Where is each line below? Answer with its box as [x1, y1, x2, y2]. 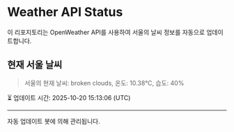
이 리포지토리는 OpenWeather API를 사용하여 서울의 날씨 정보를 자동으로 [7, 28, 205, 36]
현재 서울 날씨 [7, 59, 63, 71]
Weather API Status [7, 4, 123, 20]
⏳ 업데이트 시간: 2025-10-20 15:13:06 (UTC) [7, 93, 131, 101]
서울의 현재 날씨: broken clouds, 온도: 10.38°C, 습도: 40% [24, 79, 185, 87]
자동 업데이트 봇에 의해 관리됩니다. [7, 117, 100, 125]
